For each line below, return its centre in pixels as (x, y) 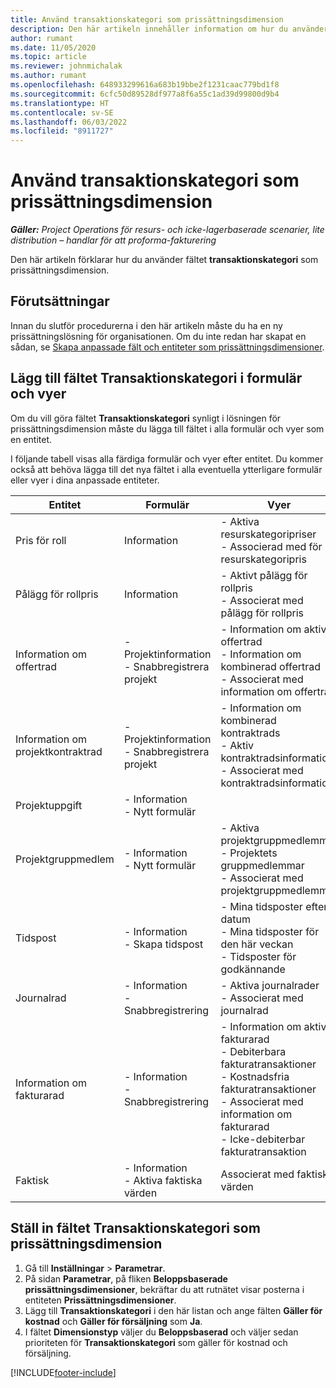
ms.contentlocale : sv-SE (62, 112)
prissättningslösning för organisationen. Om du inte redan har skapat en (158, 336)
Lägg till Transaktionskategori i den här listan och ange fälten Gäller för (173, 1310)
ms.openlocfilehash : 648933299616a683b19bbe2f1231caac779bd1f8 (145, 85)
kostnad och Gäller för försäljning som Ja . (113, 1321)
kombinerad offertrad (271, 666)
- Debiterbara (253, 1051)
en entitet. (31, 439)
